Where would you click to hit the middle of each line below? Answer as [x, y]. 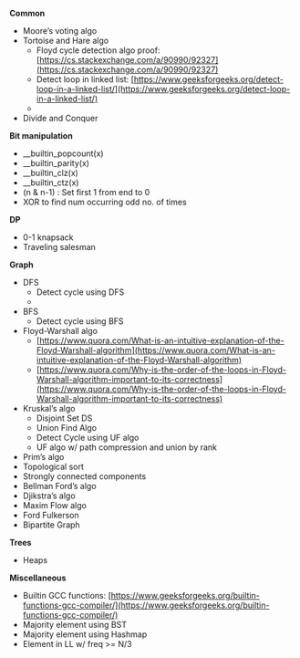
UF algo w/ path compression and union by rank [126, 447]
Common [27, 13]
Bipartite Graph [51, 525]
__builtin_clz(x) [51, 173]
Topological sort [53, 466]
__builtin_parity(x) [56, 163]
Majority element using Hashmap [85, 634]
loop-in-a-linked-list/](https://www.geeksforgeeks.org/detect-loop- [163, 89]
